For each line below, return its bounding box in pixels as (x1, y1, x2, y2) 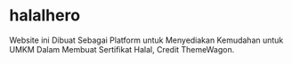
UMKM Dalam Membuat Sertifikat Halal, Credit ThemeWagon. (9, 44, 235, 54)
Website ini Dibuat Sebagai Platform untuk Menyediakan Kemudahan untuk (9, 35, 284, 45)
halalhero (9, 5, 81, 26)
